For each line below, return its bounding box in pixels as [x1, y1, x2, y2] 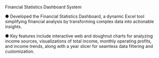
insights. [5, 24, 22, 29]
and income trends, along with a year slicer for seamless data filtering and [5, 43, 153, 49]
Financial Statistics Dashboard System [5, 4, 82, 10]
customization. [5, 48, 35, 54]
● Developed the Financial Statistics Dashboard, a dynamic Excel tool [5, 14, 144, 19]
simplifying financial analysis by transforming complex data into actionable [5, 19, 154, 24]
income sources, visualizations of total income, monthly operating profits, [5, 38, 152, 44]
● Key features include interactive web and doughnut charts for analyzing [5, 33, 153, 39]
